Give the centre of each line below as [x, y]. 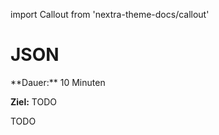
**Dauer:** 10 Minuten [58, 82]
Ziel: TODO [33, 101]
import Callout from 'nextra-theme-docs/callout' [110, 14]
